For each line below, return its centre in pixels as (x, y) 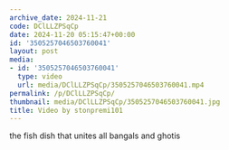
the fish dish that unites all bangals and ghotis (95, 136)
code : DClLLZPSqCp (44, 26)
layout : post (34, 52)
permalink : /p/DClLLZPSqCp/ (62, 93)
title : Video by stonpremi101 (67, 110)
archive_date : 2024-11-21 (58, 18)
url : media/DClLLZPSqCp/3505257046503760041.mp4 (111, 85)
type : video (40, 77)
